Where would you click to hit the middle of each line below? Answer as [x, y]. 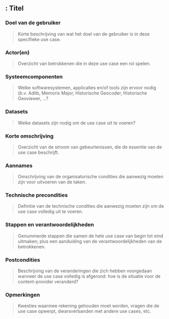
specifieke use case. [39, 39]
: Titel [14, 8]
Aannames [19, 166]
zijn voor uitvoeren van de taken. [52, 182]
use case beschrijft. [38, 152]
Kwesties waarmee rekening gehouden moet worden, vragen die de [89, 306]
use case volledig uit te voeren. [50, 212]
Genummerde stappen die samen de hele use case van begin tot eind [90, 236]
